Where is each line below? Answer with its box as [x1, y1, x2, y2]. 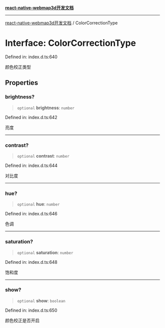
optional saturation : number [17, 249, 74, 255]
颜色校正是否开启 [5, 317, 40, 323]
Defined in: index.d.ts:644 [5, 163, 58, 168]
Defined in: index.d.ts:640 [5, 54, 58, 60]
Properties [5, 79, 38, 87]
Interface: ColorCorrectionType [5, 38, 136, 49]
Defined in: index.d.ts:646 [5, 211, 58, 217]
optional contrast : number [17, 153, 70, 159]
